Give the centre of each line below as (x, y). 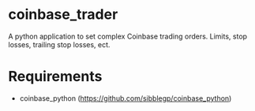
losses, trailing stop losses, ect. (59, 44)
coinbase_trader (63, 15)
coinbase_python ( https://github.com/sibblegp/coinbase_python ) (126, 98)
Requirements (55, 77)
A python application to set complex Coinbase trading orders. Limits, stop (127, 36)
